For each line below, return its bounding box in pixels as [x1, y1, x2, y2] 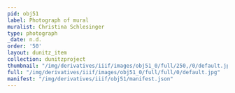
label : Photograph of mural [7, 17, 90, 24]
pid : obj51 [7, 10, 39, 17]
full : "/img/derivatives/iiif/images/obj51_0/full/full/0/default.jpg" [7, 69, 220, 76]
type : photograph [7, 29, 58, 37]
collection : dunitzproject [7, 56, 86, 63]
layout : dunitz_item [7, 50, 68, 57]
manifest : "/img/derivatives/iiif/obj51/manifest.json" [7, 75, 173, 83]
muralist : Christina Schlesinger [7, 23, 105, 30]
